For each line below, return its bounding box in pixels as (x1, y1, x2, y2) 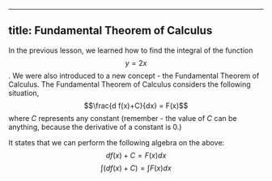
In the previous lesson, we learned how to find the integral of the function (8, 45, 253, 55)
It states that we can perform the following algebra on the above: (8, 137, 225, 147)
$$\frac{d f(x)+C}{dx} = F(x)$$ (83, 101, 189, 110)
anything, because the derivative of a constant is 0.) (8, 122, 182, 131)
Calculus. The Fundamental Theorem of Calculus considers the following (8, 79, 251, 89)
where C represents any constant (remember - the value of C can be (8, 113, 237, 123)
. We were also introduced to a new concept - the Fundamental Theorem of (8, 71, 260, 80)
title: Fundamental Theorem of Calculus (8, 24, 213, 37)
